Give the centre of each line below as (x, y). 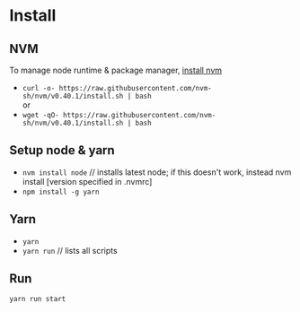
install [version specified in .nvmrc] (87, 181)
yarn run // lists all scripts (70, 250)
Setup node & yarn (62, 150)
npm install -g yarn (61, 192)
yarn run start (38, 299)
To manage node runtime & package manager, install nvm (116, 70)
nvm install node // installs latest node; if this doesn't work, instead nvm (157, 172)
